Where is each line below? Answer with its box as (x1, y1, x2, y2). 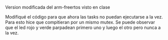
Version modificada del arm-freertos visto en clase (5, 4, 110, 10)
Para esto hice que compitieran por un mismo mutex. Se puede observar (5, 19, 155, 25)
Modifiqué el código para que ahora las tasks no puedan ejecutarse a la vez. (5, 14, 163, 19)
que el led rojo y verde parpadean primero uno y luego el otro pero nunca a (5, 24, 161, 30)
